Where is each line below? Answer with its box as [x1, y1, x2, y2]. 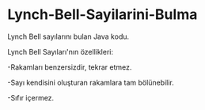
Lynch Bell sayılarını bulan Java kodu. [7, 32, 130, 41]
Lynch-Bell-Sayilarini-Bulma [7, 6, 198, 24]
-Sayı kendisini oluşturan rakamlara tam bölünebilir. [7, 78, 175, 87]
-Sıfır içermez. [7, 93, 55, 102]
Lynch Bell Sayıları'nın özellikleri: [7, 47, 114, 56]
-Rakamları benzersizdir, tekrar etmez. [7, 62, 132, 72]
